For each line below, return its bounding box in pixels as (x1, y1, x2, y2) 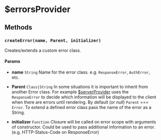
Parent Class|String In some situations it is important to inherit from (11, 84, 148, 90)
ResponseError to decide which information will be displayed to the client (11, 94, 156, 100)
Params (4, 59, 20, 64)
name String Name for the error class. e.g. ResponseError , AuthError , (11, 69, 150, 75)
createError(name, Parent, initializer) (4, 38, 101, 43)
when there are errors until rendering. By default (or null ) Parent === (11, 99, 149, 105)
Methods (4, 23, 32, 31)
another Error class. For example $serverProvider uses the (11, 89, 129, 95)
